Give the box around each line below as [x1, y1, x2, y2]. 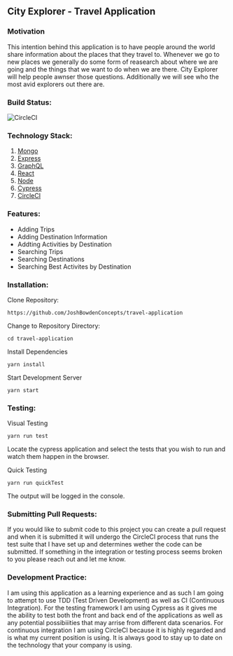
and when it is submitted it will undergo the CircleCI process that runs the [7, 533, 219, 541]
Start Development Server [7, 373, 83, 382]
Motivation [7, 27, 45, 36]
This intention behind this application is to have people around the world [7, 42, 216, 51]
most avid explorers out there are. [7, 80, 105, 88]
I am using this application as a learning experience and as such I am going [7, 589, 224, 597]
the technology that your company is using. [7, 641, 133, 649]
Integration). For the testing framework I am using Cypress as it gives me [7, 603, 218, 612]
